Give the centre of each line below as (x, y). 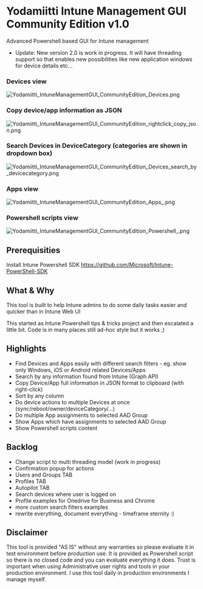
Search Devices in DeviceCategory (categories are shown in (97, 146)
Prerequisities (33, 250)
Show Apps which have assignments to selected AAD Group (91, 421)
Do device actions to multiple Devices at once (72, 402)
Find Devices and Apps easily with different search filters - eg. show (101, 363)
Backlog (22, 447)
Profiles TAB (31, 481)
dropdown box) (29, 153)
